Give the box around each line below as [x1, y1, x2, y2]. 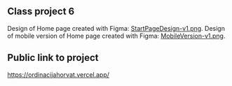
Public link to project [7, 52, 99, 64]
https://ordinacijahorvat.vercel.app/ [7, 70, 110, 79]
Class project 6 [7, 6, 75, 17]
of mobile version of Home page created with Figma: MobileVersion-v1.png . [7, 31, 226, 40]
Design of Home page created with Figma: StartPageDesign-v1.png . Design [7, 24, 226, 32]
